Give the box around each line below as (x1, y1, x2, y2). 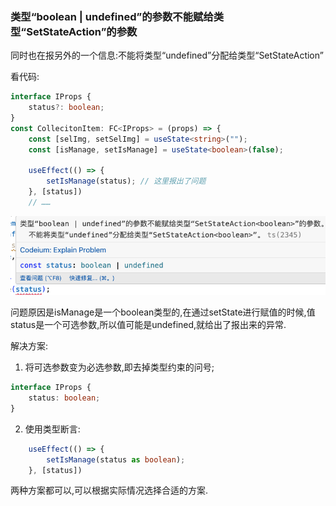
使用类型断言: (24, 423, 81, 435)
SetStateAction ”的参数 (26, 24, 138, 38)
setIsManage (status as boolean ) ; (46, 454, 186, 465)
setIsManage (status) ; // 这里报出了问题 (46, 176, 207, 187)
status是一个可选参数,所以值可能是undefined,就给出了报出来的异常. (10, 319, 287, 331)
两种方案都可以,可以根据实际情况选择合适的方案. (10, 484, 209, 497)
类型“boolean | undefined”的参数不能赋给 (10, 9, 214, 23)
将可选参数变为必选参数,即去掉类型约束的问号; (24, 361, 215, 373)
